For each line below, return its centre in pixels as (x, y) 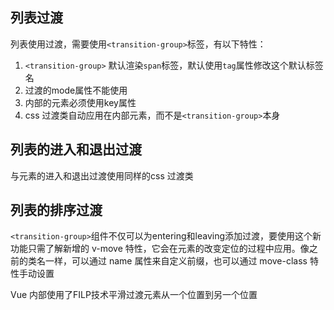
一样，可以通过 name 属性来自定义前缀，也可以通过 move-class (176, 261)
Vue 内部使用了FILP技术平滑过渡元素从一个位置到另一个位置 (134, 295)
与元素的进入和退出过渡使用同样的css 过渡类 (102, 175)
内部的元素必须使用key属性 (80, 102)
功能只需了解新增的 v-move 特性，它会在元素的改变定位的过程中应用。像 (160, 249)
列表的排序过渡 (56, 210)
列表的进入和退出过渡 (76, 149)
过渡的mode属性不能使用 (76, 90)
